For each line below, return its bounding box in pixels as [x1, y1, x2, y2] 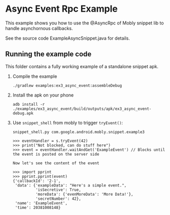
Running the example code [5, 50, 92, 58]
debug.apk [12, 110, 34, 116]
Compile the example [12, 73, 57, 79]
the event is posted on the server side [12, 151, 99, 157]
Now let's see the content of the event [12, 161, 99, 166]
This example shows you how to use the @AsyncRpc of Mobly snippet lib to [5, 20, 164, 26]
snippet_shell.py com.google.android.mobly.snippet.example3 [12, 129, 145, 135]
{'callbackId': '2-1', [12, 178, 61, 183]
